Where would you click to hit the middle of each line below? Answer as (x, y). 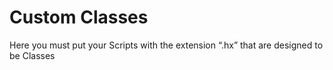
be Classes (32, 55)
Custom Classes (79, 17)
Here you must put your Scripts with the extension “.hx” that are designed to (166, 45)
